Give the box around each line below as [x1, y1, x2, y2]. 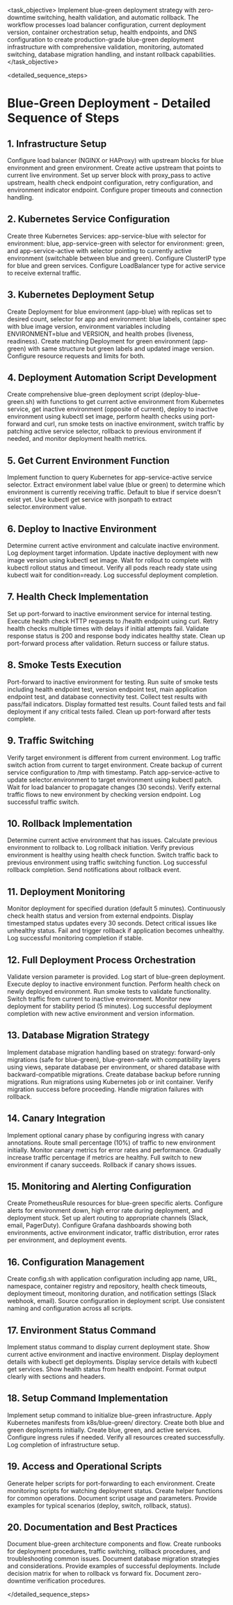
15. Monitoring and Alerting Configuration [7, 1180, 192, 1192]
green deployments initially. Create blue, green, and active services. [7, 1426, 202, 1434]
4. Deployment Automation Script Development [7, 372, 217, 384]
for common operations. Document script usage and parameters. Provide [7, 1494, 217, 1502]
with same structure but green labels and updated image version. [27, 344, 215, 353]
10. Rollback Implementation [7, 817, 133, 830]
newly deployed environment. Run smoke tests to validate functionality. [7, 987, 211, 995]
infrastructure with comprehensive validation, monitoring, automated [7, 43, 204, 51]
